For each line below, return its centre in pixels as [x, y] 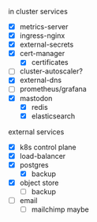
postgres [34, 164]
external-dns [40, 80]
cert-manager [42, 54]
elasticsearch [53, 116]
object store [39, 182]
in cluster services [38, 11]
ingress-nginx [42, 36]
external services [36, 132]
